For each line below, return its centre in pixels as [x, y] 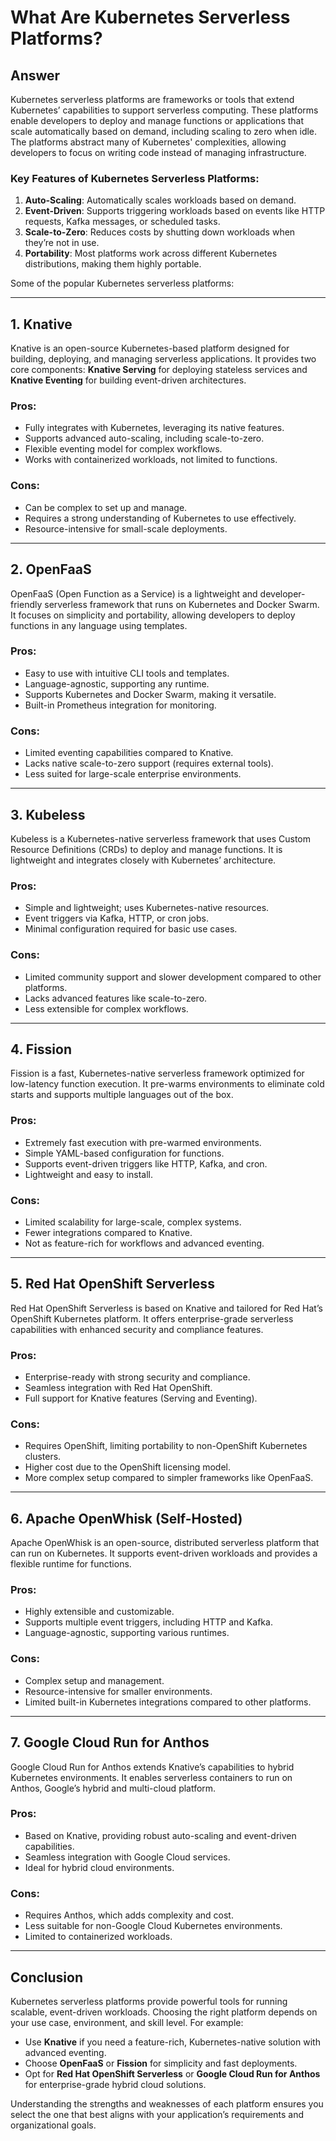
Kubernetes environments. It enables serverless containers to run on [151, 1777]
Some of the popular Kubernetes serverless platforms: [122, 283]
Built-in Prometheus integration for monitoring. [120, 705]
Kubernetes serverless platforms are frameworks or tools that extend [152, 99]
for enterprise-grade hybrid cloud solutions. [115, 2084]
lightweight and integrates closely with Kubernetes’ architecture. [143, 860]
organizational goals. [53, 2125]
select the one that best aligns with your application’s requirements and [157, 2114]
